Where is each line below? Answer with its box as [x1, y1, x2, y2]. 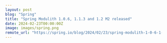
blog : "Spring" [5, 12, 37, 17]
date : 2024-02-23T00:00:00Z [5, 21, 64, 26]
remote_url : [5, 30, 30, 35]
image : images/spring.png [5, 26, 59, 31]
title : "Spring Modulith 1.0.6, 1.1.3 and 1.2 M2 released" [5, 16, 133, 21]
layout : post [5, 7, 32, 12]
